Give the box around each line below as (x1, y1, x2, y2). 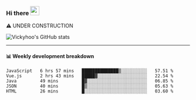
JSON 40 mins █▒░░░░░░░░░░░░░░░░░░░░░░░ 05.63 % (6, 83, 174, 89)
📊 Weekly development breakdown (6, 52, 94, 59)
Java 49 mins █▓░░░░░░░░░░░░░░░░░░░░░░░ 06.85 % (6, 78, 174, 84)
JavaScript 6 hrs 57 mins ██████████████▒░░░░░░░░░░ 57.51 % (6, 67, 174, 74)
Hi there (6, 9, 29, 17)
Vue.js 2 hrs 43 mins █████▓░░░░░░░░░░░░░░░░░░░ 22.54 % (6, 73, 174, 78)
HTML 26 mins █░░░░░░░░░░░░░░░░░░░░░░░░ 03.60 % (6, 88, 174, 94)
